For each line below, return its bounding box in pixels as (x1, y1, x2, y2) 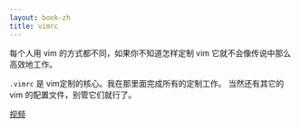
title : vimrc (9, 22, 59, 31)
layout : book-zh (9, 13, 71, 23)
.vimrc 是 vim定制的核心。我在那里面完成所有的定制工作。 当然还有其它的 (9, 78, 285, 88)
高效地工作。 (9, 59, 57, 69)
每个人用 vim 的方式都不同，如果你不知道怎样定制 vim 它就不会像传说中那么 (9, 47, 292, 59)
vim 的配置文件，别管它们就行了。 (9, 89, 137, 100)
